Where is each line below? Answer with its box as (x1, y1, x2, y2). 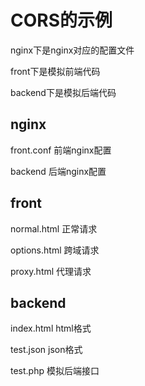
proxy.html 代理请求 (10, 265, 92, 277)
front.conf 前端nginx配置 (10, 144, 112, 156)
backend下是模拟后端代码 (10, 86, 117, 98)
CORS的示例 (10, 9, 113, 32)
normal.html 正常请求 (10, 222, 98, 235)
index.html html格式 (10, 322, 92, 335)
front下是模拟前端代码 (10, 65, 101, 77)
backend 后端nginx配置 (10, 165, 107, 177)
